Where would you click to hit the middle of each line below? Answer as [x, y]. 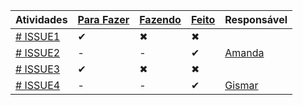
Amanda [244, 52]
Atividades [41, 19]
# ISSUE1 [38, 36]
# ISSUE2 [38, 52]
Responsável [256, 19]
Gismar [241, 85]
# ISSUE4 [38, 85]
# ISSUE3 [38, 69]
